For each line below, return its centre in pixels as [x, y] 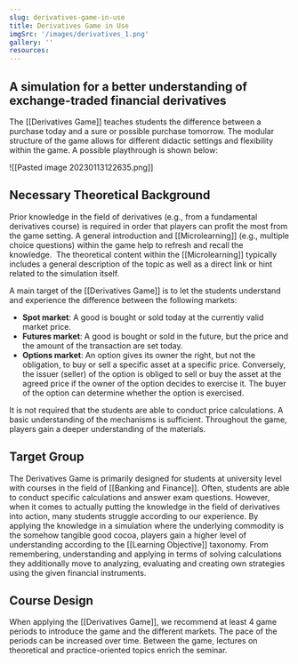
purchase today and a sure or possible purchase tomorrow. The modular [141, 131]
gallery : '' [31, 42]
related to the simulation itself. [64, 273]
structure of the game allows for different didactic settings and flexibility [141, 140]
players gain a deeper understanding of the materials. [108, 428]
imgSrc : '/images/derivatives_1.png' [79, 34]
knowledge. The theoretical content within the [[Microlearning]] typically [143, 254]
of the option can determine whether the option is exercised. [133, 393]
